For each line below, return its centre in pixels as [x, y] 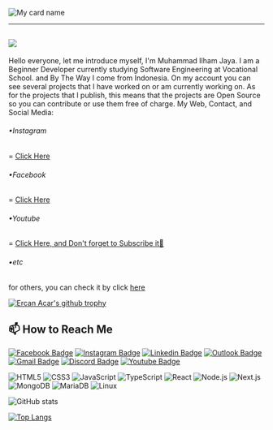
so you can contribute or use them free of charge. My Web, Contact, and [130, 103]
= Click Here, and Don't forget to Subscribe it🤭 [86, 243]
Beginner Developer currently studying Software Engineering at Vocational [133, 69]
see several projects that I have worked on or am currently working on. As [132, 86]
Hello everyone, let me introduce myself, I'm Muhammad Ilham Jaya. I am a [134, 60]
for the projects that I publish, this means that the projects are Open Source [135, 95]
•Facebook [27, 174]
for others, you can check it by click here [77, 287]
